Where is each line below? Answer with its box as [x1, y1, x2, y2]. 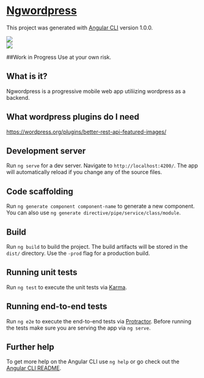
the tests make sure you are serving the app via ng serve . [6, 324, 151, 331]
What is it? [6, 71, 48, 81]
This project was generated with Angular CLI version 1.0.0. [6, 24, 153, 31]
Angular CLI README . [6, 365, 62, 372]
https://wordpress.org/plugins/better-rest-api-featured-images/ [6, 128, 167, 135]
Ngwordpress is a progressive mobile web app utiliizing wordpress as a [6, 87, 186, 95]
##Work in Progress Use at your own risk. [6, 53, 112, 61]
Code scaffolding [6, 186, 73, 197]
